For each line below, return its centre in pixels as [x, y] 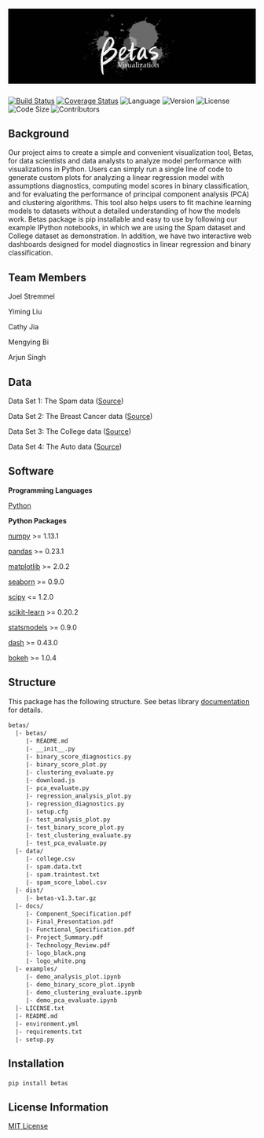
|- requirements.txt [49, 1032]
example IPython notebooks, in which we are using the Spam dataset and [127, 228]
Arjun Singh [27, 358]
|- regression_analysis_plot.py [79, 796]
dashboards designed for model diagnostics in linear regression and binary [130, 244]
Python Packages [37, 520]
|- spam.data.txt [54, 866]
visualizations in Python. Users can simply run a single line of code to [121, 169]
